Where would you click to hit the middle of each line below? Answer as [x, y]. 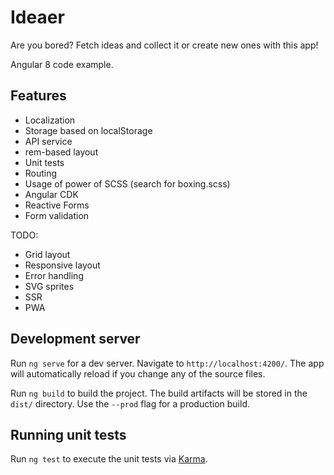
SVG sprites [49, 286]
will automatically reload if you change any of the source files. [138, 373]
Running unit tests [68, 434]
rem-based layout [61, 152]
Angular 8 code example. [62, 64]
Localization [50, 120]
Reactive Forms [57, 205]
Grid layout [47, 254]
